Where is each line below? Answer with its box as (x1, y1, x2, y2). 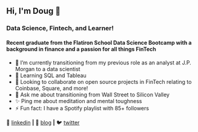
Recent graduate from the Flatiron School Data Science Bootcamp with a (6, 39, 192, 46)
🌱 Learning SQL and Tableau (15, 72, 87, 79)
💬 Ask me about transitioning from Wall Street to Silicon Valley (15, 91, 170, 98)
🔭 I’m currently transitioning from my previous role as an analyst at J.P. (15, 58, 192, 66)
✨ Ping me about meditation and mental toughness (15, 97, 142, 104)
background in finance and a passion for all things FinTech (6, 45, 156, 52)
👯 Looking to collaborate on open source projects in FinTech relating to (15, 78, 192, 85)
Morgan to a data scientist (15, 65, 81, 72)
